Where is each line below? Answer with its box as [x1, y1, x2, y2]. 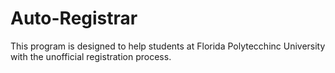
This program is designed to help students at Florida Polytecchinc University [10, 40, 326, 52]
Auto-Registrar [10, 7, 138, 30]
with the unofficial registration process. [10, 50, 172, 62]
